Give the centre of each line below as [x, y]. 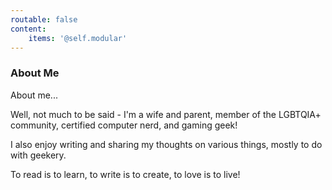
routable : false [44, 19]
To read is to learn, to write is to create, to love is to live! [125, 174]
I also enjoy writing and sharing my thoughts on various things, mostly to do [166, 144]
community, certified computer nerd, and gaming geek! [124, 125]
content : [28, 29]
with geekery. [38, 155]
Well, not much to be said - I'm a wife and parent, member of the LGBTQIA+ [166, 114]
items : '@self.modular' [78, 38]
